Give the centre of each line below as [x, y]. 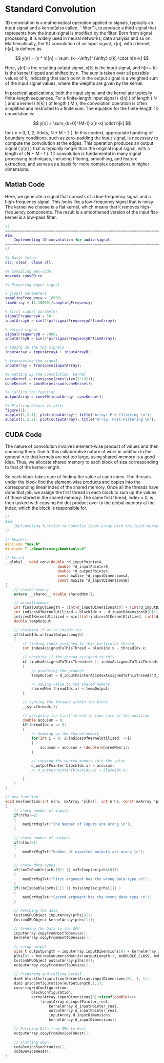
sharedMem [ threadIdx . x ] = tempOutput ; [71, 689]
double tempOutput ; [34, 621]
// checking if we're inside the [48, 630]
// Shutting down [31, 1042]
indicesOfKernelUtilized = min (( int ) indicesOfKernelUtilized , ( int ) [85, 617]
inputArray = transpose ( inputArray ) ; [43, 365]
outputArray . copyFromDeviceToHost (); [52, 1033]
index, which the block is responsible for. [46, 508]
